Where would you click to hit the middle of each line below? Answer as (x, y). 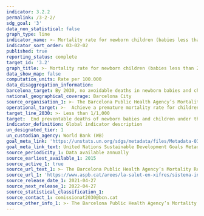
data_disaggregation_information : (50, 85)
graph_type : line (28, 34)
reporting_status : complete (42, 57)
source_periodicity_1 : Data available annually (68, 152)
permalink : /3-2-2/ (31, 18)
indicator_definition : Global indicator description (74, 125)
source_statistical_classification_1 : (55, 192)
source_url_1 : (24, 175)
